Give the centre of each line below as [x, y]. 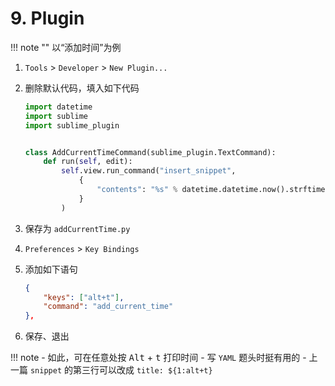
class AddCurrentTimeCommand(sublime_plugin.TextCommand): [150, 152]
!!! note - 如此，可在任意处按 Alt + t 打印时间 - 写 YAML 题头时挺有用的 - [158, 358]
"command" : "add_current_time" [108, 307]
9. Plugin [47, 18]
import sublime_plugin [72, 125]
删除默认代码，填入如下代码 [82, 88]
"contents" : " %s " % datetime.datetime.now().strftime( [213, 190]
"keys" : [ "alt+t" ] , [84, 297]
